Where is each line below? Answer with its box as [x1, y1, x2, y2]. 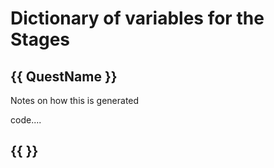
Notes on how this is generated [10, 95, 140, 106]
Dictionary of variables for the [10, 7, 265, 30]
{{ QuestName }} [10, 68, 118, 85]
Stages [10, 28, 71, 51]
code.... [10, 114, 42, 126]
